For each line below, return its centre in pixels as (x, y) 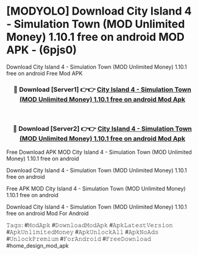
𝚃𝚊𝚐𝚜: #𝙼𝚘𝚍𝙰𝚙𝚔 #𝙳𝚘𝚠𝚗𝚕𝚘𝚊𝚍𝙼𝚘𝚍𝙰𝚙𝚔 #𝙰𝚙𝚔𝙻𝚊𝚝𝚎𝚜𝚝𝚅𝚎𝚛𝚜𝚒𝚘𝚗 (90, 225)
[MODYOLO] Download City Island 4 (99, 11)
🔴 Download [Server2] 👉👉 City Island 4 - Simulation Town (102, 129)
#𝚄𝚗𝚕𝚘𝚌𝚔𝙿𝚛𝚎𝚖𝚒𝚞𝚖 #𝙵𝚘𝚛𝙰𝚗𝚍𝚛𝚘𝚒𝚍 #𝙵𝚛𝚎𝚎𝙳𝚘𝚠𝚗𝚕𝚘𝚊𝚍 (79, 239)
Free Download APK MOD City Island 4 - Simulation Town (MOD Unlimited (99, 152)
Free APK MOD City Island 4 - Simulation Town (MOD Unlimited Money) (96, 188)
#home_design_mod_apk (37, 245)
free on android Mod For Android (48, 213)
